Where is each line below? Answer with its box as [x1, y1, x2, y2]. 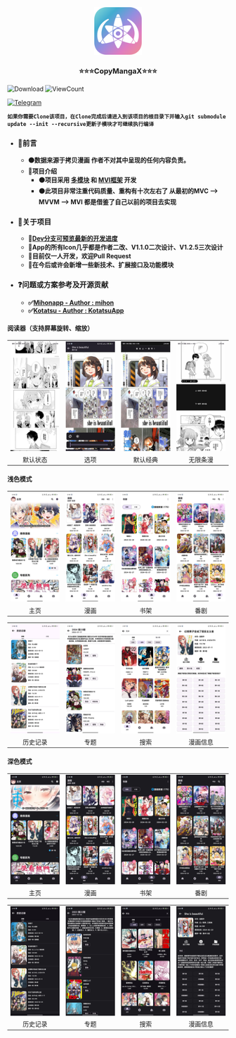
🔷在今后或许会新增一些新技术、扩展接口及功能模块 [27, 260, 174, 269]
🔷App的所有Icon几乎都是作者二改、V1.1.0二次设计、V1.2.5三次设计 [27, 243, 223, 251]
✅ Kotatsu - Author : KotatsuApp [27, 306, 124, 315]
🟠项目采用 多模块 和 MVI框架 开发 [38, 175, 137, 184]
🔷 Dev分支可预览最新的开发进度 [27, 234, 118, 242]
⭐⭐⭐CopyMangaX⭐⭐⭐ [79, 66, 157, 76]
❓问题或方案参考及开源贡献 [17, 279, 109, 289]
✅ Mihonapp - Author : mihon [27, 298, 114, 307]
